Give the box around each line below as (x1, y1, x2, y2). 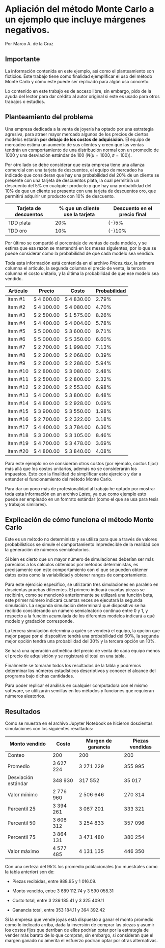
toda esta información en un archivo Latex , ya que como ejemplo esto (5, 491, 146, 497)
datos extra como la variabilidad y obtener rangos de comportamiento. (5, 572, 148, 578)
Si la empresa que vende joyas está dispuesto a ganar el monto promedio (5, 916, 154, 922)
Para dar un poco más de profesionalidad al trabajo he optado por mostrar (5, 485, 156, 491)
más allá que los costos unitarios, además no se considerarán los (5, 466, 137, 472)
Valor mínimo (7, 791, 38, 798)
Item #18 (7, 432, 29, 439)
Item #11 (7, 375, 29, 382)
